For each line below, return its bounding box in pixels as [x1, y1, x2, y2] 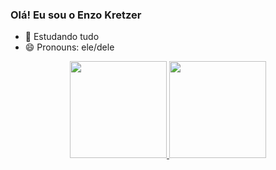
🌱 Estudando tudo [24, 31, 100, 43]
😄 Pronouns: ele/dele [24, 41, 115, 53]
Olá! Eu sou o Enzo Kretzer [10, 8, 142, 22]
